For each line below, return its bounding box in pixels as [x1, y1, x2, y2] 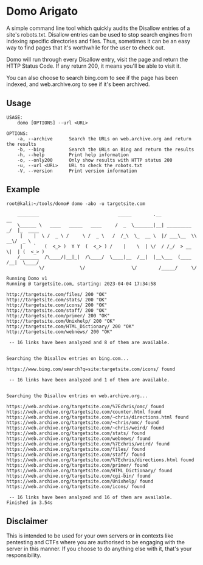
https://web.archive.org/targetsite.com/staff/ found [6, 452, 146, 458]
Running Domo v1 [6, 275, 47, 281]
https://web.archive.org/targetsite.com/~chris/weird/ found [6, 425, 165, 431]
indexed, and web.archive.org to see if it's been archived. [6, 81, 150, 88]
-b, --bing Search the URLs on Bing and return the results [17, 146, 194, 153]
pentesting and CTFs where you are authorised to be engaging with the [6, 539, 185, 546]
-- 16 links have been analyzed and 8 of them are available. [9, 339, 170, 345]
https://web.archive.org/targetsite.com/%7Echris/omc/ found [6, 403, 165, 409]
